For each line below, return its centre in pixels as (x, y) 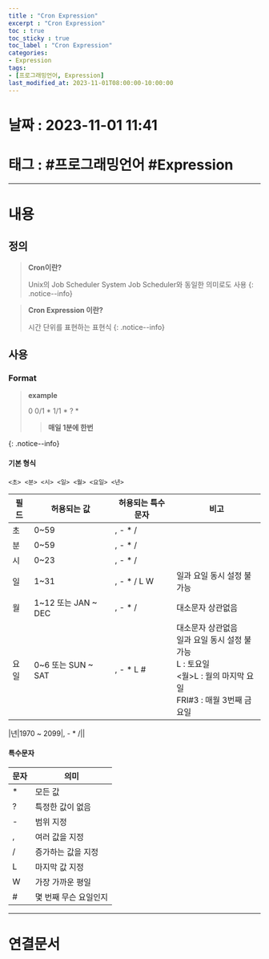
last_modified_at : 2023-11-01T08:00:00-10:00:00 (91, 83)
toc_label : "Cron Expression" (60, 46)
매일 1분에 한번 (70, 428)
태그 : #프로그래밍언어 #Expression (121, 165)
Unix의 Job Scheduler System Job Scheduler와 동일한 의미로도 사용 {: (141, 284)
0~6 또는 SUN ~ (64, 664)
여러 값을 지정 (59, 837)
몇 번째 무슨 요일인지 (71, 897)
